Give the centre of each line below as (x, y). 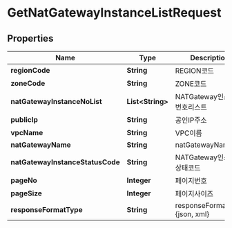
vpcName (27, 133)
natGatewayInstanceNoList (56, 102)
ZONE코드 (191, 84)
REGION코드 (195, 71)
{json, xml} (192, 214)
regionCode (30, 70)
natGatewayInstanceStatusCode (65, 162)
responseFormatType (47, 210)
